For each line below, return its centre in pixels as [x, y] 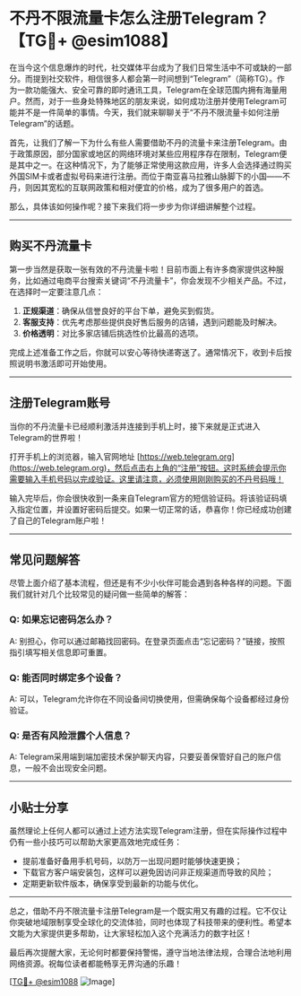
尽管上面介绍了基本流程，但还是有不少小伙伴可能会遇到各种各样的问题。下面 [150, 583]
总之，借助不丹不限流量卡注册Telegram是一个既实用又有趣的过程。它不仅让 [148, 911]
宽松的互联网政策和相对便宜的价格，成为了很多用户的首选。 [158, 187]
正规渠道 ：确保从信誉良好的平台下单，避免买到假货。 [120, 310]
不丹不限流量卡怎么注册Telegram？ [139, 18]
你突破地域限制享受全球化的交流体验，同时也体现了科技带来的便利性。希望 [146, 922]
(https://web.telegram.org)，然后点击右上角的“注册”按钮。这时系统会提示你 [148, 467]
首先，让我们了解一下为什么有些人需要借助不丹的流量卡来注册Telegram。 [144, 142]
